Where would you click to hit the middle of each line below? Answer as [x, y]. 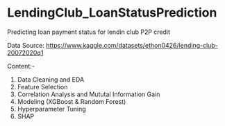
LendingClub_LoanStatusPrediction [112, 13]
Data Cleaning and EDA [51, 79]
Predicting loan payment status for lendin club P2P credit [89, 32]
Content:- [21, 66]
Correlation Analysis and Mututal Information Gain [89, 94]
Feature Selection [42, 87]
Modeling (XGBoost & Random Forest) [72, 101]
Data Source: [26, 45]
